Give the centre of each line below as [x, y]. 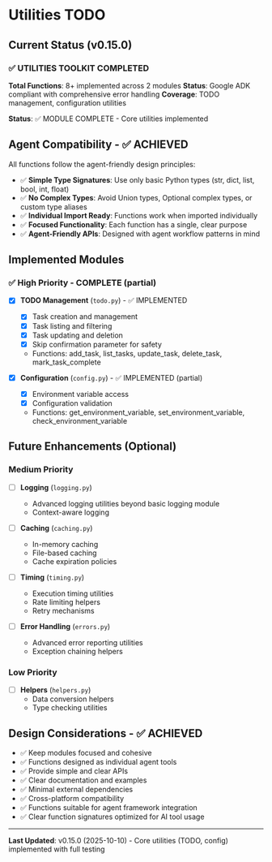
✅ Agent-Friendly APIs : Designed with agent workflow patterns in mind [140, 234]
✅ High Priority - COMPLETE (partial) [83, 283]
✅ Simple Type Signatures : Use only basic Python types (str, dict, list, [137, 179]
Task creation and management [85, 317]
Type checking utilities [70, 708]
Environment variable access [81, 394]
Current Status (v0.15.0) [70, 45]
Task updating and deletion [78, 335]
